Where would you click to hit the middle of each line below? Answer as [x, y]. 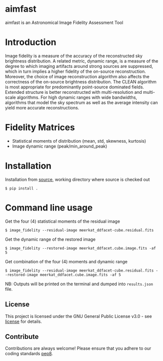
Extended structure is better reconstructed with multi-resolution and [74, 92]
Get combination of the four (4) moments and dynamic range [66, 261]
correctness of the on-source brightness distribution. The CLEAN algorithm [81, 82]
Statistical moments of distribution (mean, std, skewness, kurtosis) [79, 141]
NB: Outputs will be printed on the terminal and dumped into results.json [79, 284]
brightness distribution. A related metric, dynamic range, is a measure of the [82, 61]
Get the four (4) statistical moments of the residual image [63, 221]
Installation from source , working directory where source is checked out [78, 179]
